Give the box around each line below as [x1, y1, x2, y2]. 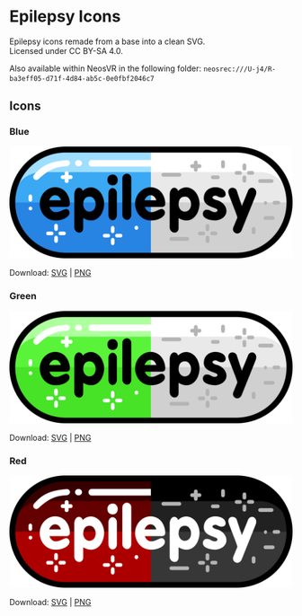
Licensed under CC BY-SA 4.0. [9, 45, 124, 56]
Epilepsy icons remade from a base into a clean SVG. [9, 36, 206, 47]
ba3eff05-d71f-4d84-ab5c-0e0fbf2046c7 [9, 74, 155, 83]
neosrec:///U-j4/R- [203, 65, 277, 74]
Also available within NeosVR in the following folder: [9, 63, 202, 74]
